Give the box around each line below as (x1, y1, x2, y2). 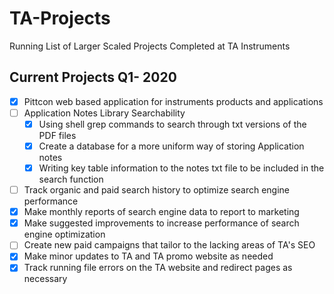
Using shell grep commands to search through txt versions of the (38, 118, 307, 130)
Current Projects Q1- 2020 (9, 69, 177, 86)
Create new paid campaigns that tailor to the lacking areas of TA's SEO (23, 239, 316, 251)
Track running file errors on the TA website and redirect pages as (23, 262, 293, 274)
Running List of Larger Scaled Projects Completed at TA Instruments (9, 40, 291, 52)
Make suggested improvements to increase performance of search (23, 217, 300, 229)
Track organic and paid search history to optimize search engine (23, 184, 290, 196)
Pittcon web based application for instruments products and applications (23, 95, 324, 107)
